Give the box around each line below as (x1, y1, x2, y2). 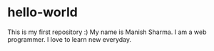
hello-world (7, 4, 78, 21)
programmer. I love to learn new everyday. (7, 35, 132, 43)
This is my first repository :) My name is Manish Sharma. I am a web (7, 28, 207, 36)
